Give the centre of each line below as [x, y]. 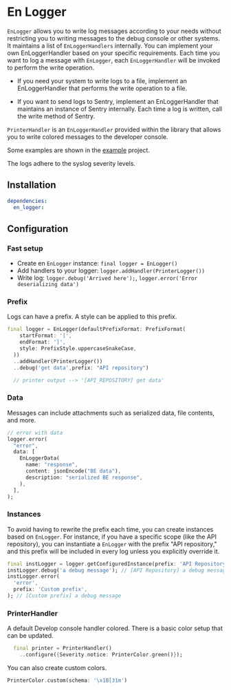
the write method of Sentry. [56, 116]
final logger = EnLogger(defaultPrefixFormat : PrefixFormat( [97, 330]
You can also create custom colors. [57, 668]
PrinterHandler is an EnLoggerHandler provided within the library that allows [114, 129]
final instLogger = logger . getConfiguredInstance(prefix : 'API [100, 564]
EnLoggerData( [40, 458]
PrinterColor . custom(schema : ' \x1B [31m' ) [67, 680]
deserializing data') [48, 285]
